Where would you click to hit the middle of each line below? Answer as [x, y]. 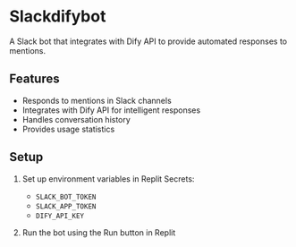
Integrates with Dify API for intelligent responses [111, 110]
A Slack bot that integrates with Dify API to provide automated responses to [148, 41]
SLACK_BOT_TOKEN [66, 197]
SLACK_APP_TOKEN [66, 206]
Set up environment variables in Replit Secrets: [108, 179]
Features [34, 79]
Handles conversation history [76, 119]
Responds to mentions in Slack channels [97, 100]
